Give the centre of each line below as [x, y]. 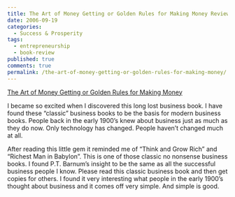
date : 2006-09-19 [33, 20]
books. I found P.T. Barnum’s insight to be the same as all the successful [111, 163]
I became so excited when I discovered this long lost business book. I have [115, 105]
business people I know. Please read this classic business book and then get [117, 171]
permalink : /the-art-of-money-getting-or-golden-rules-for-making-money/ [117, 72]
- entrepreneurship [42, 46]
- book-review [34, 53]
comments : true [29, 66]
